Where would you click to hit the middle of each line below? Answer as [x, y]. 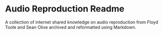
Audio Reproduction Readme [65, 9]
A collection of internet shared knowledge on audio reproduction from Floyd [81, 22]
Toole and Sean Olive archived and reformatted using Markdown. [71, 27]
